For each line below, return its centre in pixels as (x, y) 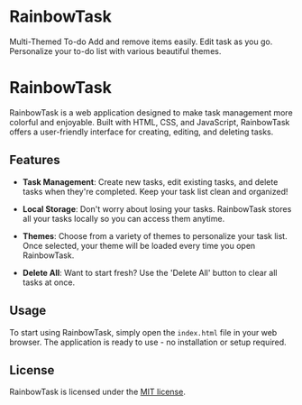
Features (35, 160)
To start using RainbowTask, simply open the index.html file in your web (143, 332)
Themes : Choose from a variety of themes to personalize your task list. (155, 235)
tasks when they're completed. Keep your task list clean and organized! (155, 191)
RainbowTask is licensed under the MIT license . (98, 392)
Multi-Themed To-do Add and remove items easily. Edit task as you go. (141, 41)
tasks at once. (48, 282)
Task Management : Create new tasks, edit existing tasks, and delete (150, 181)
